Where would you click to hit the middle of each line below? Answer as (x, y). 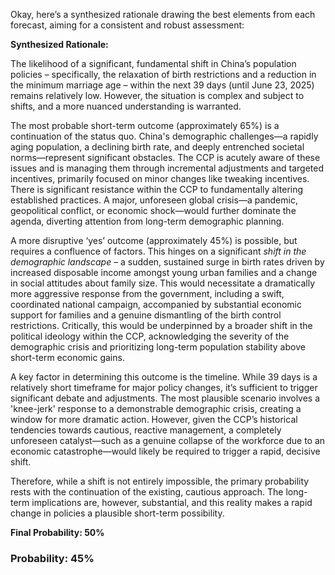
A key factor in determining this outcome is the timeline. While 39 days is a (164, 377)
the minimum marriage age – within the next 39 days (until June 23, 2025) (162, 85)
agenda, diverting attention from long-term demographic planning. (147, 221)
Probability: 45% (52, 558)
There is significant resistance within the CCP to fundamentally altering (157, 189)
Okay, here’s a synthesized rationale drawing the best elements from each (163, 14)
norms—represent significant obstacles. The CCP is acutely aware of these (165, 157)
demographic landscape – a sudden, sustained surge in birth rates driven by (167, 262)
